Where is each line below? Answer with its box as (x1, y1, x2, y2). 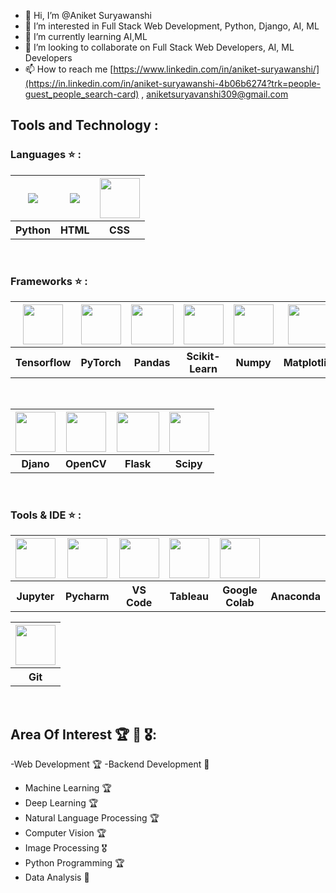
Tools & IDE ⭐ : (10, 508, 82, 522)
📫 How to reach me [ (24, 63, 114, 75)
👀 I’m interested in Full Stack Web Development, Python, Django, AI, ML (24, 20, 320, 32)
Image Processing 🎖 (24, 842, 108, 854)
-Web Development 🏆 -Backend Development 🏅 (10, 758, 210, 770)
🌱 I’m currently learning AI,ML (24, 31, 148, 42)
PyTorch (80, 355, 122, 369)
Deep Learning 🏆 (24, 797, 99, 809)
